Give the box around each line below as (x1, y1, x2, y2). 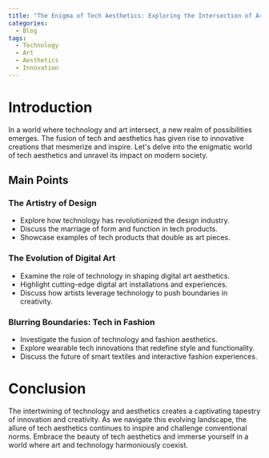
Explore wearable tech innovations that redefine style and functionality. (19, 343, 255, 352)
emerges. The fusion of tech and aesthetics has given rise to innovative (8, 133, 244, 143)
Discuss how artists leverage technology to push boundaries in (19, 287, 228, 297)
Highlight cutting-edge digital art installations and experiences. (19, 279, 228, 289)
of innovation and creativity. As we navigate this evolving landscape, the (8, 414, 247, 424)
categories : (8, 19, 48, 27)
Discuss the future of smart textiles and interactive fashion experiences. (19, 352, 258, 361)
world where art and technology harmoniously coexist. (8, 440, 188, 449)
